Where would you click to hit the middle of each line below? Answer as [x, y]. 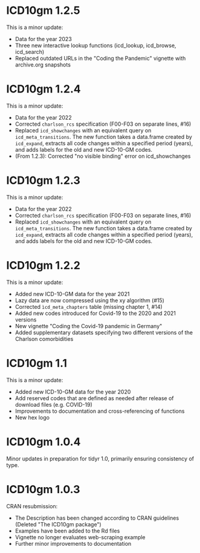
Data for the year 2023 [44, 39]
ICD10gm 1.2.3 [43, 180]
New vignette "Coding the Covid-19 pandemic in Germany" [89, 326]
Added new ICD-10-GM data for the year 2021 [72, 294]
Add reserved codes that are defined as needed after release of [94, 398]
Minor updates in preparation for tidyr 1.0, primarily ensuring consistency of [100, 458]
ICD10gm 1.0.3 [43, 489]
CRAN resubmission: [32, 506]
